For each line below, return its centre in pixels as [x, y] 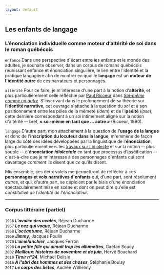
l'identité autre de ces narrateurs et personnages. [56, 81]
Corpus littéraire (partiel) [35, 210]
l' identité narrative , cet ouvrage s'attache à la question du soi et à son [76, 106]
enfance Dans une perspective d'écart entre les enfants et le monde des [77, 60]
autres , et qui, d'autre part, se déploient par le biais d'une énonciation [75, 182]
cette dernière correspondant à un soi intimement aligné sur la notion [75, 116]
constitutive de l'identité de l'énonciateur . [47, 193]
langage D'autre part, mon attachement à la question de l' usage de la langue [82, 131]
